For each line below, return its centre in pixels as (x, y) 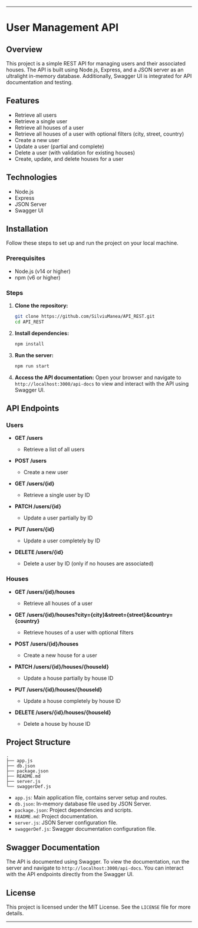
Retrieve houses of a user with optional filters (78, 632)
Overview (24, 49)
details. (15, 913)
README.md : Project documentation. (56, 817)
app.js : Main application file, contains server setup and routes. (91, 798)
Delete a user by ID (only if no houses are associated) (89, 564)
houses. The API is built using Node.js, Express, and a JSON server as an (95, 70)
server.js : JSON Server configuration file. (66, 822)
